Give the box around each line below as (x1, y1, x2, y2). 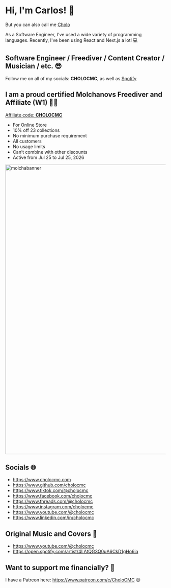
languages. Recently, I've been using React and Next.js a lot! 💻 (5, 37, 138, 43)
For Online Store (12, 122, 47, 128)
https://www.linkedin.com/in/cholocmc (12, 514, 94, 521)
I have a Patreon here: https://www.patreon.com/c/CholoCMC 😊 (5, 577, 141, 583)
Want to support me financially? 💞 (5, 563, 115, 572)
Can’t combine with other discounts (12, 149, 88, 155)
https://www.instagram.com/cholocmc (12, 504, 94, 510)
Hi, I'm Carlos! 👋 (5, 5, 75, 16)
